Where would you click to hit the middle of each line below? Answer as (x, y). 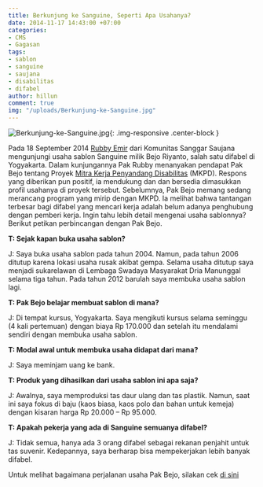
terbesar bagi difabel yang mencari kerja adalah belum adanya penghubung (131, 207)
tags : (17, 52)
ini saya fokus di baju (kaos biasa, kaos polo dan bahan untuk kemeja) (121, 404)
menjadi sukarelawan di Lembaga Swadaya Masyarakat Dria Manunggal (124, 271)
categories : (27, 30)
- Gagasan (24, 45)
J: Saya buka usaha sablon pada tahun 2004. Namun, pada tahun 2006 (124, 254)
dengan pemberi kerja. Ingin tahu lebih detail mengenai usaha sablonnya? (127, 215)
